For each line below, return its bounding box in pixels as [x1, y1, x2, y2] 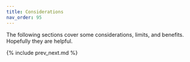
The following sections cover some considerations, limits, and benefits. [6, 31, 184, 38]
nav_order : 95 [6, 14, 42, 20]
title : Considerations [6, 8, 64, 15]
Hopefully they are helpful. [6, 37, 73, 45]
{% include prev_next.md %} [6, 49, 78, 56]
